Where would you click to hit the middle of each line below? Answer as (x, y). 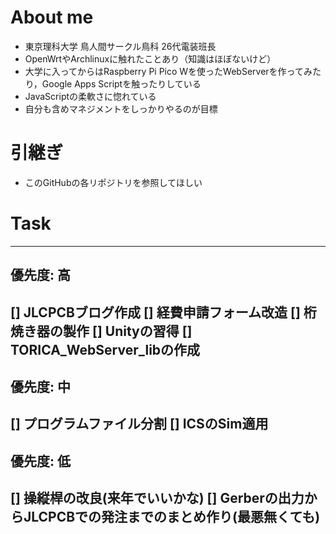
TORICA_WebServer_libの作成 (105, 349)
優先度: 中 (40, 386)
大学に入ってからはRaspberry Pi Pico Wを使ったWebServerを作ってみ (168, 71)
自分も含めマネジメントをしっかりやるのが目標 (121, 108)
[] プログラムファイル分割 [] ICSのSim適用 (139, 424)
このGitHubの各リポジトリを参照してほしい (113, 182)
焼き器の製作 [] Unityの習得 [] (101, 331)
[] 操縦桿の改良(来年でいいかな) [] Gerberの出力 (157, 498)
